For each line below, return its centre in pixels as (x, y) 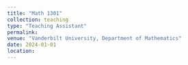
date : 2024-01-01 (32, 45)
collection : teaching (38, 20)
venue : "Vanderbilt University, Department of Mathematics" (95, 39)
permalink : (23, 32)
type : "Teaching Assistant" (47, 26)
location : (21, 51)
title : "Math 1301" (35, 13)
